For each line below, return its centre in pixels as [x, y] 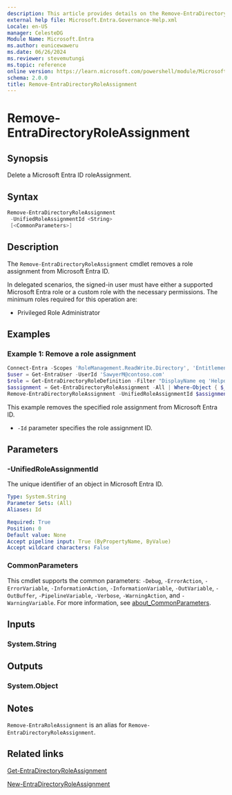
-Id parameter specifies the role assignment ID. [85, 428]
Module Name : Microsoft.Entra [51, 39]
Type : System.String [37, 497]
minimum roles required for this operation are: [72, 299]
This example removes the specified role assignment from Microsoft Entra [112, 407]
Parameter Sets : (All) [40, 504]
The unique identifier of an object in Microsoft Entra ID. [85, 484]
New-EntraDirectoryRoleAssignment [59, 784]
